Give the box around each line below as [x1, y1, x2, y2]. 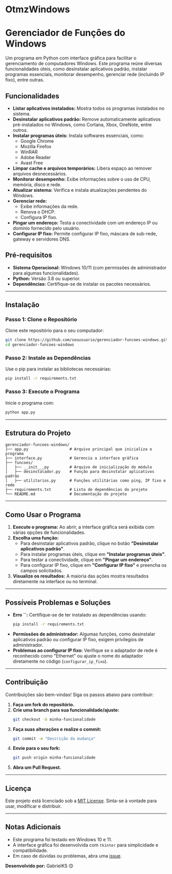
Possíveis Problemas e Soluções [5, 598, 111, 607]
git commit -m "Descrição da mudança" [12, 736, 96, 741]
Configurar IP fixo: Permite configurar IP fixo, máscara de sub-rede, [12, 230, 157, 236]
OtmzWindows [5, 4, 70, 15]
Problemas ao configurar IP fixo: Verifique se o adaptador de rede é [12, 647, 158, 653]
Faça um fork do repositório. [12, 701, 75, 707]
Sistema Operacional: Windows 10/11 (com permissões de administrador [12, 264, 167, 270]
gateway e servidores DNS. [12, 236, 71, 242]
